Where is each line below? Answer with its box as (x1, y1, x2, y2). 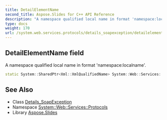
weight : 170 (5, 26, 30, 31)
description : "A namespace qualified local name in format (5, 16, 130, 21)
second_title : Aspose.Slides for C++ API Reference (5, 12, 114, 17)
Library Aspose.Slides (12, 109, 58, 115)
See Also (5, 86, 33, 94)
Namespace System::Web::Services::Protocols (12, 104, 108, 110)
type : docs (5, 21, 28, 26)
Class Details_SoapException (12, 99, 72, 105)
